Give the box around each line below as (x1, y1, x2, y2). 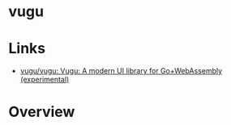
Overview (8, 103, 75, 121)
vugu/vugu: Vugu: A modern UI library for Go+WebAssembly (19, 66, 223, 76)
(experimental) (19, 75, 70, 85)
